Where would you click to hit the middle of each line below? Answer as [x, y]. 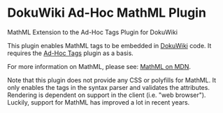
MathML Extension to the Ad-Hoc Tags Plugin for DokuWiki [93, 32]
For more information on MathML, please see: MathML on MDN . [99, 66]
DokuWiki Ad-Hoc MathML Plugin [107, 13]
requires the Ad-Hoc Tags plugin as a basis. [71, 53]
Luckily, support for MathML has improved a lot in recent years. [99, 102]
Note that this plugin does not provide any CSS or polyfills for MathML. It [112, 80]
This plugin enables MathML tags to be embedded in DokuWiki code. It [109, 45]
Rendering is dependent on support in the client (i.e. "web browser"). [107, 95]
